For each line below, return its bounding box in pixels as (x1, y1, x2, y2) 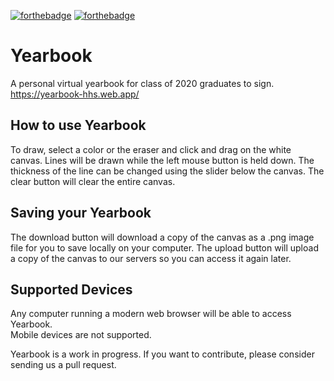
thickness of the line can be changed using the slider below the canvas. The (10, 165, 325, 177)
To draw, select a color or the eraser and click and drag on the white (10, 143, 292, 155)
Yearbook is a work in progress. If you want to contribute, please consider (10, 348, 315, 360)
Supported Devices (10, 281, 133, 298)
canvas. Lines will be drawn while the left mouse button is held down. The (10, 154, 315, 166)
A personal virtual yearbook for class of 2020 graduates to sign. (10, 77, 275, 89)
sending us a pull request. (10, 359, 117, 371)
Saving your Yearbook (10, 205, 152, 222)
